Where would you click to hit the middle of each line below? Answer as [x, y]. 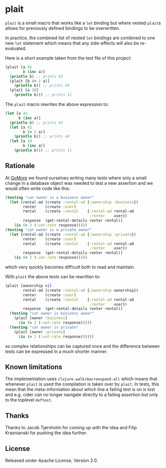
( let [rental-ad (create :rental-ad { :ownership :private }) [73, 234]
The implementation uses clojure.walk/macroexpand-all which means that [81, 379]
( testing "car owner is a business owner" [50, 197]
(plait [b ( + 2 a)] [30, 81]
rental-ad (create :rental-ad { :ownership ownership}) [81, 290]
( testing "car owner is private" [44, 327]
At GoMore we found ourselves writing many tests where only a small [76, 178]
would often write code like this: [38, 188]
